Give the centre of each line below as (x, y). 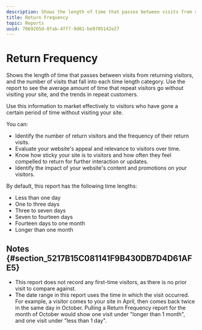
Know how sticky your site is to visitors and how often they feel (93, 155)
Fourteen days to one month (50, 223)
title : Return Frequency (37, 17)
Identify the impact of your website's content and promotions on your (101, 168)
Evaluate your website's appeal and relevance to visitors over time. (98, 149)
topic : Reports (25, 23)
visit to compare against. (45, 288)
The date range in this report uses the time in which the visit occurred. (102, 295)
